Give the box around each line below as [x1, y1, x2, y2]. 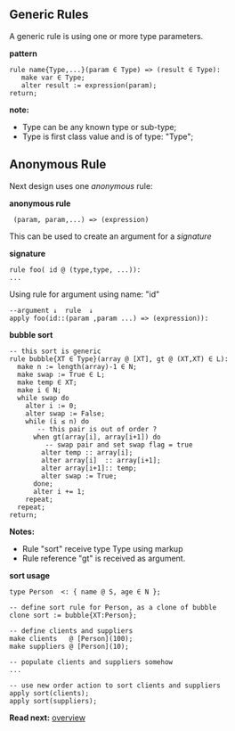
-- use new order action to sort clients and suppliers [9, 681, 221, 690]
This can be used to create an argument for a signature [9, 231, 212, 242]
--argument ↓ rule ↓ [9, 306, 93, 315]
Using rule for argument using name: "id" [9, 289, 160, 300]
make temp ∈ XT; [17, 378, 77, 387]
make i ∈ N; [17, 385, 62, 395]
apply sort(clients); [9, 688, 90, 698]
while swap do [17, 393, 69, 402]
